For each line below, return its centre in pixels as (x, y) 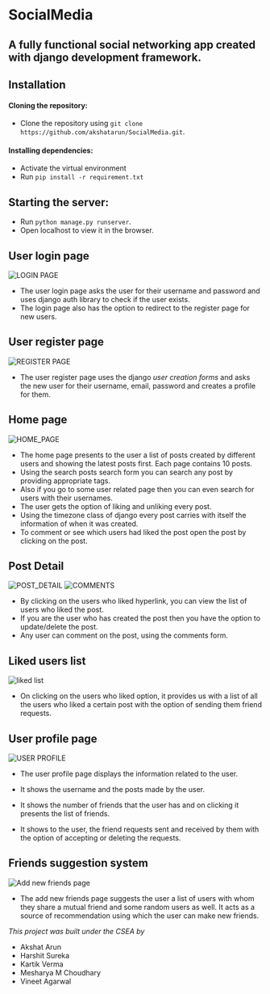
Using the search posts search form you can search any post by (127, 472)
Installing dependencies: (51, 150)
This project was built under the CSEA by (77, 931)
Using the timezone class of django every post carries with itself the (133, 515)
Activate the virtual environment (73, 168)
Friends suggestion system (79, 863)
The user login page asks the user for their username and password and (140, 291)
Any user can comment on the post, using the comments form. (124, 635)
